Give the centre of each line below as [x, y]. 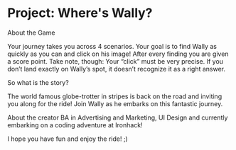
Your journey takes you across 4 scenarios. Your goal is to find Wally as [112, 46]
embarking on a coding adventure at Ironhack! [75, 125]
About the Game [31, 33]
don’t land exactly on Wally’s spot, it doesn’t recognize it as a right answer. [117, 69]
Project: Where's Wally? [80, 13]
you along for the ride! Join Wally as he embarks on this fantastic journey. [115, 103]
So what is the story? [38, 82]
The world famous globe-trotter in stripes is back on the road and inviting [115, 96]
